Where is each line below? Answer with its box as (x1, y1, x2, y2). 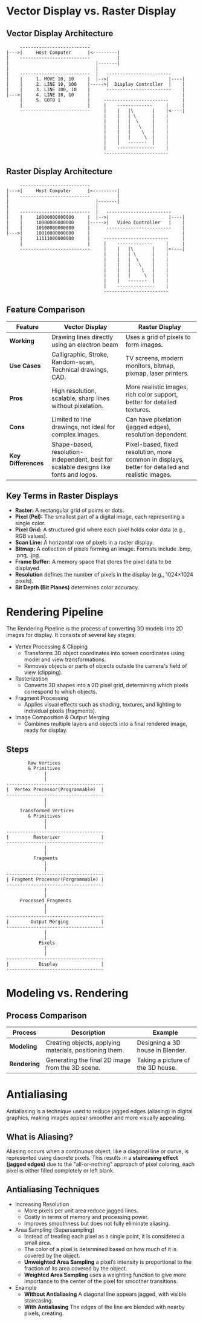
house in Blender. (137, 1046, 187, 1055)
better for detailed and (125, 462, 189, 471)
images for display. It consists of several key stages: (6, 632, 137, 639)
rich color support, (125, 390, 178, 398)
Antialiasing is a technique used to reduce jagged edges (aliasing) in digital (6, 1108, 193, 1115)
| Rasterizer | (6, 834, 104, 841)
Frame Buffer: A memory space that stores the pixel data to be (14, 558, 172, 566)
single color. (14, 520, 46, 527)
